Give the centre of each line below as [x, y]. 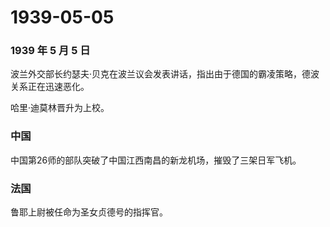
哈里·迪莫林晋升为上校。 [60, 108]
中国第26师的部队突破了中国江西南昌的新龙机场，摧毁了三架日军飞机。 [156, 160]
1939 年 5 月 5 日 [50, 51]
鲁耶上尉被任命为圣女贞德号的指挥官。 [89, 212]
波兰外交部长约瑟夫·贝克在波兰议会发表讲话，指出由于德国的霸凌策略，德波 [165, 74]
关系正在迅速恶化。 [50, 87]
